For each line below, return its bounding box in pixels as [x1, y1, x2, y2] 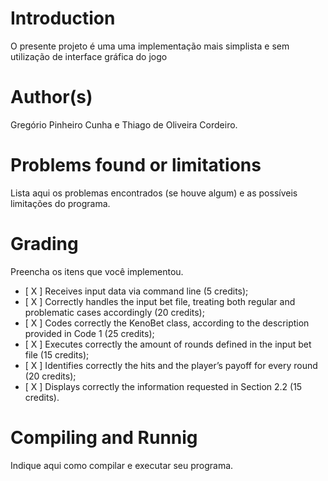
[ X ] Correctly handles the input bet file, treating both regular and [24, 295, 296, 307]
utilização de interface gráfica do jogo [10, 50, 168, 62]
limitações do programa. [10, 197, 111, 209]
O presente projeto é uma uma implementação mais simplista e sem [10, 40, 290, 52]
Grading [10, 233, 79, 255]
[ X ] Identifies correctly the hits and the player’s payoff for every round [24, 359, 318, 371]
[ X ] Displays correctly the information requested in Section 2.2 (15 [24, 380, 303, 392]
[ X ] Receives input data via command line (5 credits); [24, 285, 249, 297]
